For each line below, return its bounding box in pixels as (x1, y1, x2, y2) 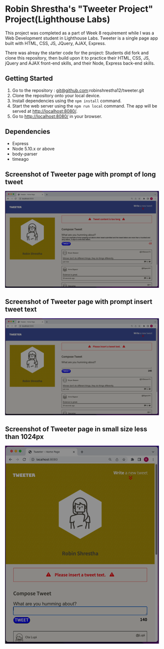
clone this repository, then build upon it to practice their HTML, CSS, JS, (5, 55, 150, 61)
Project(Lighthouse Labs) (5, 14, 110, 25)
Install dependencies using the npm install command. (12, 98, 122, 104)
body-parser (12, 151, 38, 157)
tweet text (5, 305, 37, 313)
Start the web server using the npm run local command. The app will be (12, 103, 158, 108)
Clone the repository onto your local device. (12, 92, 101, 98)
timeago (12, 156, 29, 162)
